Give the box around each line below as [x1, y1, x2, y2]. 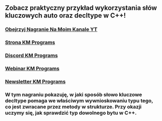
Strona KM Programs [5, 39, 55, 46]
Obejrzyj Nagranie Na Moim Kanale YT [5, 26, 98, 33]
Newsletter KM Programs [5, 78, 66, 85]
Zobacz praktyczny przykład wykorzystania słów [5, 4, 157, 12]
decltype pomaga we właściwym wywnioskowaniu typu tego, [5, 97, 153, 104]
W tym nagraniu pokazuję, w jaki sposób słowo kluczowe [5, 91, 142, 98]
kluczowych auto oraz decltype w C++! [5, 12, 126, 20]
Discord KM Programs [5, 52, 58, 59]
